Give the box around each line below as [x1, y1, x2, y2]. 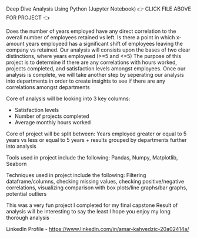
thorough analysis [6, 214, 50, 221]
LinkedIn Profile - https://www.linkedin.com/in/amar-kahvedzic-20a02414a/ [6, 226, 189, 232]
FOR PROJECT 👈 [6, 14, 50, 21]
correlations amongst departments [6, 84, 90, 90]
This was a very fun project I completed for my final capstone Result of [6, 202, 178, 209]
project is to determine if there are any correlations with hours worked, [6, 59, 178, 66]
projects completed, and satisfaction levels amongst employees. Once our [6, 65, 186, 72]
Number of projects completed [14, 113, 89, 120]
